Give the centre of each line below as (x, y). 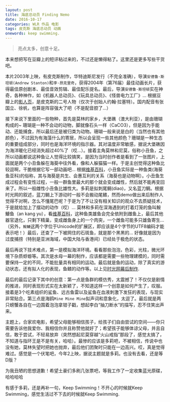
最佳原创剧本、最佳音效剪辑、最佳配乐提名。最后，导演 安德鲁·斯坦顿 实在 (84, 89)
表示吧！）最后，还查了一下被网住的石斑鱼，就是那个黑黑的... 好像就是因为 (83, 233)
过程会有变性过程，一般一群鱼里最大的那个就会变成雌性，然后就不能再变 (85, 182)
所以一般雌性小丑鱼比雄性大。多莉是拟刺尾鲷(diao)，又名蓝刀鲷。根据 (91, 188)
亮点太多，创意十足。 (40, 48)
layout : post (19, 10)
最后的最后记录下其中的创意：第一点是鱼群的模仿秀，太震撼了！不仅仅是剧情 (85, 279)
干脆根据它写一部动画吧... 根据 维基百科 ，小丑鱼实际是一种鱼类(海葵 (93, 169)
